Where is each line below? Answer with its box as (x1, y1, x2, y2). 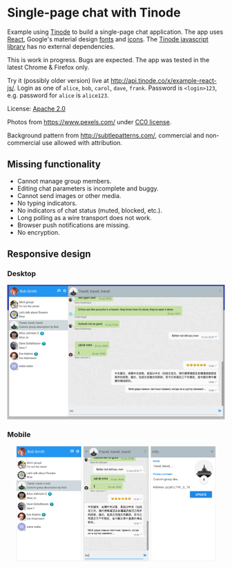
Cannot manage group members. (17, 177, 112, 185)
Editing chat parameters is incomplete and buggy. (17, 184, 159, 193)
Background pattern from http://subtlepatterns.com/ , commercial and (7, 131, 204, 139)
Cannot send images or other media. (17, 191, 122, 199)
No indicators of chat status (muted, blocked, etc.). (17, 206, 162, 215)
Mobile (7, 430, 31, 440)
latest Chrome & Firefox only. (7, 63, 90, 71)
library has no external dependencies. (7, 42, 115, 50)
